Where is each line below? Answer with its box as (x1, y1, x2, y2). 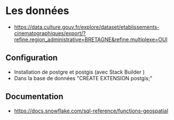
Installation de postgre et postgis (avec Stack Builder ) (13, 68, 145, 76)
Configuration (5, 53, 58, 63)
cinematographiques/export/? (13, 29, 86, 36)
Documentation (5, 92, 64, 102)
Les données (5, 4, 70, 18)
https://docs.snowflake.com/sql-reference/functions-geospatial (13, 107, 168, 114)
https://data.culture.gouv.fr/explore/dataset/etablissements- (13, 23, 159, 30)
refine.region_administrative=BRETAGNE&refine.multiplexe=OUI (13, 36, 168, 43)
